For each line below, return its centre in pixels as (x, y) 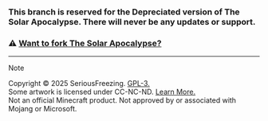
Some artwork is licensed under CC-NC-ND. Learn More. (102, 92)
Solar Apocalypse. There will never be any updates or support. (132, 21)
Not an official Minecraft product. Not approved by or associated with (122, 100)
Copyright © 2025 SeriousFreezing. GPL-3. (79, 84)
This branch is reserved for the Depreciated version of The (124, 12)
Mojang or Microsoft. (43, 109)
